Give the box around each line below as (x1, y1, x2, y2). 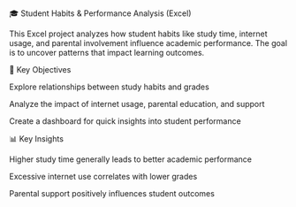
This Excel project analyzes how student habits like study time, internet (9, 28, 268, 39)
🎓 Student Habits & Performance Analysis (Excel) (9, 8, 192, 19)
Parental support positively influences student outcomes (9, 188, 215, 198)
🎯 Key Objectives (9, 65, 72, 74)
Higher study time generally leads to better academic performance (9, 154, 252, 165)
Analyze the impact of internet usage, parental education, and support (9, 99, 265, 109)
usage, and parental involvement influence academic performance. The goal (9, 38, 288, 48)
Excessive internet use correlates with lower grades (9, 172, 198, 181)
